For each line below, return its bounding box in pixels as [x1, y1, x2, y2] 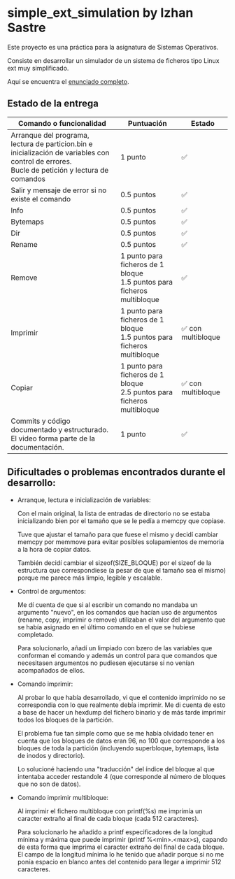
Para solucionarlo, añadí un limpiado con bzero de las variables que [17, 643, 213, 652]
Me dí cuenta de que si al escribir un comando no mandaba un [17, 600, 198, 609]
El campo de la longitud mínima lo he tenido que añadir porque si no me [17, 850, 225, 858]
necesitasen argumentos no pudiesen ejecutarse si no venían [17, 659, 194, 667]
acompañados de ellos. [17, 666, 85, 674]
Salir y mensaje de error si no [10, 185, 107, 195]
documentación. [10, 442, 64, 452]
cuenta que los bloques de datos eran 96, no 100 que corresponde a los [17, 736, 225, 745]
